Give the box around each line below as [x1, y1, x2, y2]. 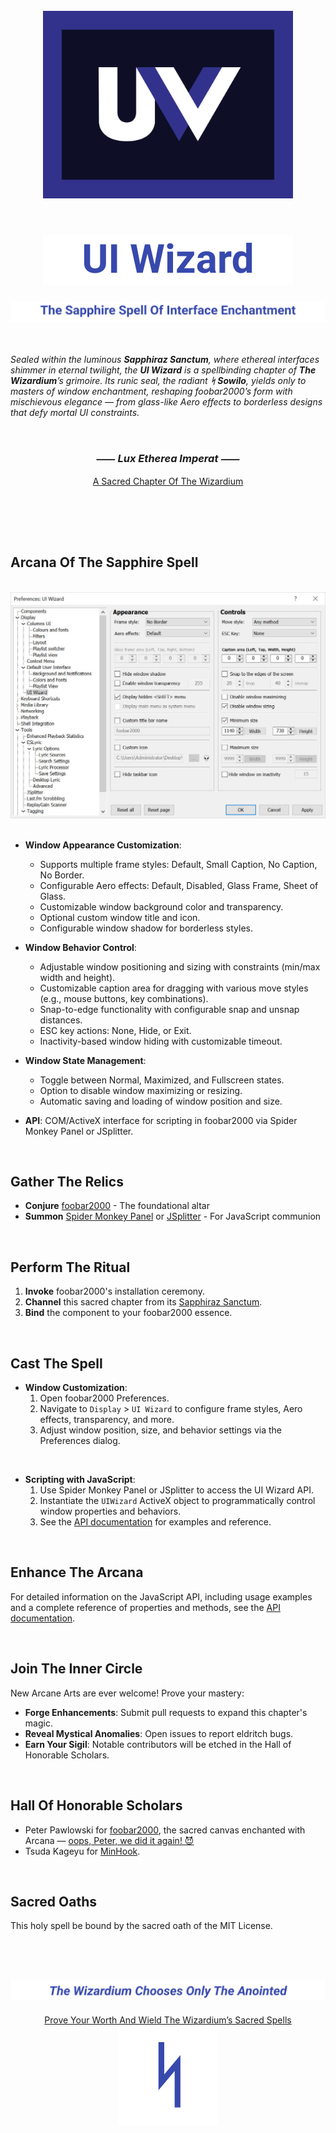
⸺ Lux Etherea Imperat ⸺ [95, 452, 241, 466]
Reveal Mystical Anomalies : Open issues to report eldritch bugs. [24, 1727, 294, 1739]
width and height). [39, 971, 116, 983]
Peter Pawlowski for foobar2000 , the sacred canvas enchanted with [24, 1824, 306, 1836]
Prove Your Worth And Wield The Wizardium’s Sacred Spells [44, 2014, 292, 2026]
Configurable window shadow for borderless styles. [39, 922, 254, 934]
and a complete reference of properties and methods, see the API [10, 1601, 281, 1613]
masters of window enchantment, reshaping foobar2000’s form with [10, 385, 293, 398]
